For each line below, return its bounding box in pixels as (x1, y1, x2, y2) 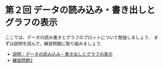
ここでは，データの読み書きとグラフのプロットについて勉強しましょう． (5, 34, 153, 40)
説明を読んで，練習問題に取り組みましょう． (13, 40, 105, 46)
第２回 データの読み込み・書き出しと (5, 4, 156, 16)
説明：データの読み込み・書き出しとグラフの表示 (12, 51, 113, 57)
